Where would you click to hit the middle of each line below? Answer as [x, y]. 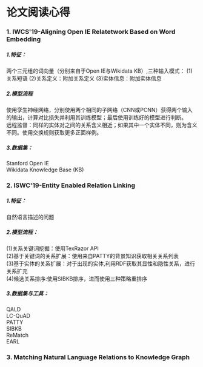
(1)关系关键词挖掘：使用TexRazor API [52, 248]
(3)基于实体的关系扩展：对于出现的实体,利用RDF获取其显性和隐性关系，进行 [101, 263]
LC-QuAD [18, 316]
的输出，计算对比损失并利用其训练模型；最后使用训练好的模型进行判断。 [96, 117]
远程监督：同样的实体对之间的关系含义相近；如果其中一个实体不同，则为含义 [102, 125]
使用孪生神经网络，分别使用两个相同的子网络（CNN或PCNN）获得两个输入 [99, 110]
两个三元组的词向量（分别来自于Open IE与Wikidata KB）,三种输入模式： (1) [99, 71]
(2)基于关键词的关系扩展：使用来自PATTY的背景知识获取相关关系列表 [92, 256]
